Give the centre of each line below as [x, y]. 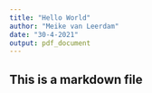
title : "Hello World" [50, 18]
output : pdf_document [50, 43]
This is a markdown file [76, 79]
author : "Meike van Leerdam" [64, 26]
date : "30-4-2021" [44, 34]
